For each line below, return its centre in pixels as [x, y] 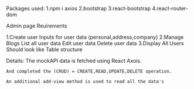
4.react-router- [170, 8]
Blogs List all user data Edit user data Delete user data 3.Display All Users [95, 43]
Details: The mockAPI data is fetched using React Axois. [74, 61]
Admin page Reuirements [37, 26]
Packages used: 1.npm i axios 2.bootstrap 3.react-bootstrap [78, 8]
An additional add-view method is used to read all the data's [85, 81]
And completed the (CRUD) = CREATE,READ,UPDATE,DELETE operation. [89, 72]
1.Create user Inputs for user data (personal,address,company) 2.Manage [95, 37]
